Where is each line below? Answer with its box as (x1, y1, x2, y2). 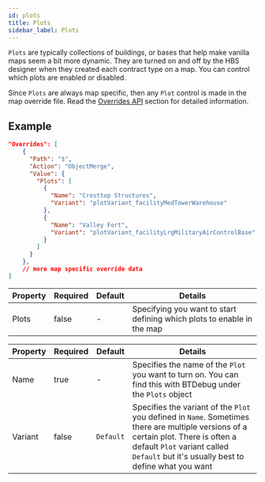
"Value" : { (28, 170, 65, 177)
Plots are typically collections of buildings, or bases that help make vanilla (8, 48, 250, 58)
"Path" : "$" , (28, 155, 73, 163)
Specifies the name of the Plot (132, 359, 246, 370)
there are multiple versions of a (132, 421, 248, 432)
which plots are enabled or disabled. (8, 73, 126, 83)
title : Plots (8, 19, 51, 27)
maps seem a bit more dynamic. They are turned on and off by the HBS (8, 56, 240, 65)
